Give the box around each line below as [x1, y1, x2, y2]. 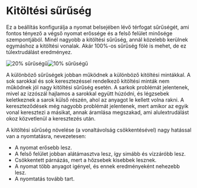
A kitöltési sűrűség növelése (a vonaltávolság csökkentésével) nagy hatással [6, 126, 192, 133]
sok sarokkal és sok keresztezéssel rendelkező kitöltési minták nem [6, 78, 170, 85]
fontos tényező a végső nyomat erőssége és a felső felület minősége [6, 29, 173, 36]
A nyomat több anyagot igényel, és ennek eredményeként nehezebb [14, 163, 181, 170]
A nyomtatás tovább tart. [14, 175, 75, 182]
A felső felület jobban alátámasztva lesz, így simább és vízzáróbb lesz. [14, 150, 186, 157]
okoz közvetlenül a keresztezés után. [6, 115, 96, 122]
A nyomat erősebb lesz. [14, 144, 72, 151]
